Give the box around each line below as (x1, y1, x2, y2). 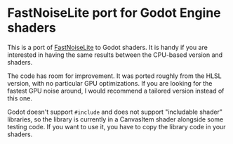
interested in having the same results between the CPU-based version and (7, 51, 223, 59)
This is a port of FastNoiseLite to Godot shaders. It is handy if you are (7, 43, 208, 51)
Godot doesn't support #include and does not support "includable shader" (7, 107, 223, 116)
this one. (7, 93, 33, 103)
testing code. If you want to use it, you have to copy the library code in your (7, 122, 226, 131)
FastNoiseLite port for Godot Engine (7, 5, 221, 21)
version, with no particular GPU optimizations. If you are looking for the (7, 79, 213, 87)
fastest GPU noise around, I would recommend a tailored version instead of (7, 86, 225, 95)
